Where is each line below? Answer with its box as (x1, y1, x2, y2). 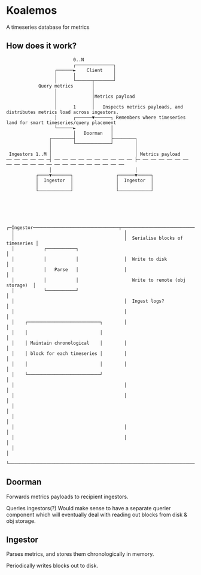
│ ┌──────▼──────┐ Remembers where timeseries (54, 115, 186, 121)
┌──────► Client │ (54, 67, 117, 73)
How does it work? (6, 41, 77, 51)
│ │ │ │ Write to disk (11, 256, 167, 262)
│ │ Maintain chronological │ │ (11, 340, 127, 346)
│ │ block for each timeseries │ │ (11, 350, 127, 357)
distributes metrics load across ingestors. (6, 109, 119, 115)
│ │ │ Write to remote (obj (11, 277, 186, 283)
